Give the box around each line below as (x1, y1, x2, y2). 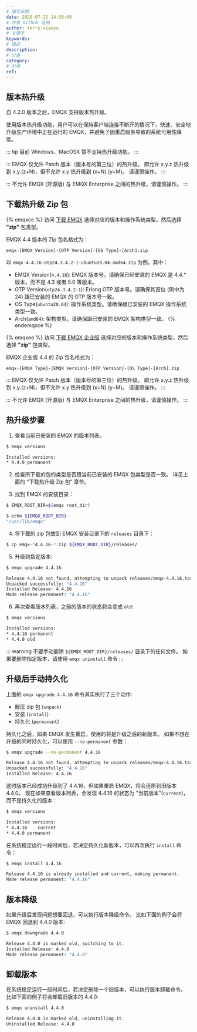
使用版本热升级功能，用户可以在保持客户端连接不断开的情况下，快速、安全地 (6, 121, 191, 128)
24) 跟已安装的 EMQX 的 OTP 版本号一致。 (14, 293, 118, 300)
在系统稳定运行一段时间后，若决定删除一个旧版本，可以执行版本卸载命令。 (6, 986, 186, 993)
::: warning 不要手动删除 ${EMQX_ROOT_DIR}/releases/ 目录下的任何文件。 (6, 647, 182, 655)
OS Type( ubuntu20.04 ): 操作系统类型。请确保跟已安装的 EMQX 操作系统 (14, 300, 186, 307)
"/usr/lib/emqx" (6, 519, 46, 525)
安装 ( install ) (14, 710, 49, 717)
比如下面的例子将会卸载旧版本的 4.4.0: (6, 993, 98, 1000)
